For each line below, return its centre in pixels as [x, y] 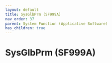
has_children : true [25, 28]
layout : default [22, 10]
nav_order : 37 [20, 19]
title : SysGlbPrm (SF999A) [33, 14]
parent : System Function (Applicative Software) [56, 24]
